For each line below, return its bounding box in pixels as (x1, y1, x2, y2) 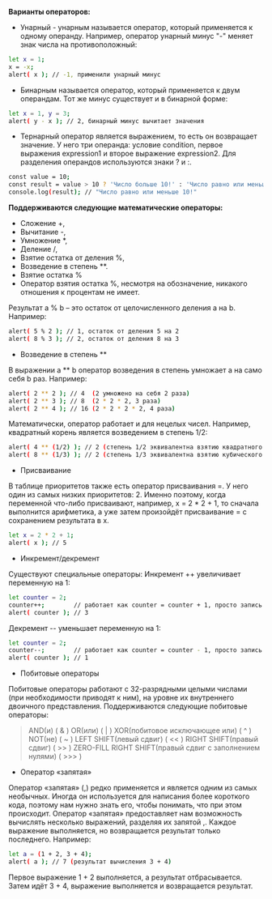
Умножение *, (19, 236, 68, 245)
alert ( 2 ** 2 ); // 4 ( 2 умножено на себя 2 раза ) (8, 389, 190, 398)
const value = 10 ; (8, 173, 70, 181)
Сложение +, (19, 219, 66, 228)
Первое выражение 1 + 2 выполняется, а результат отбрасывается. (8, 872, 243, 882)
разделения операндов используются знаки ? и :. (19, 157, 192, 167)
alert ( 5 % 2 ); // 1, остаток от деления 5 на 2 (8, 327, 180, 335)
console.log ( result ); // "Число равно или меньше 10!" (8, 188, 198, 197)
